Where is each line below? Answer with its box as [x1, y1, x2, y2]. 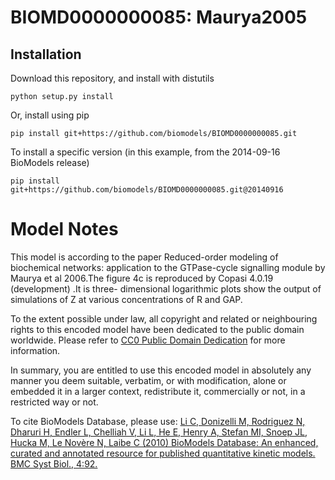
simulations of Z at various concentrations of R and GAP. [10, 293, 243, 305]
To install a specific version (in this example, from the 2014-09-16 [10, 146, 281, 158]
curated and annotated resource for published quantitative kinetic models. [10, 447, 316, 459]
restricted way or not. [10, 396, 99, 408]
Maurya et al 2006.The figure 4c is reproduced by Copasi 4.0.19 [10, 272, 274, 284]
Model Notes [10, 218, 119, 241]
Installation [10, 46, 82, 63]
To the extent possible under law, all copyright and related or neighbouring [10, 312, 318, 325]
